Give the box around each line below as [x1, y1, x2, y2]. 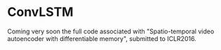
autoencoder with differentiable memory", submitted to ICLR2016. [7, 34, 196, 42]
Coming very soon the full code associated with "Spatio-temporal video [7, 27, 215, 35]
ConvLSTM [7, 4, 74, 20]
